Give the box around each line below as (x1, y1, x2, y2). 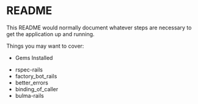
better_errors (15, 79, 49, 86)
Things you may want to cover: (6, 42, 84, 50)
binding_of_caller (15, 85, 59, 92)
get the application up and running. (6, 30, 95, 37)
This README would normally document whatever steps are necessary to (6, 24, 192, 31)
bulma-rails (15, 92, 44, 99)
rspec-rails (15, 65, 43, 73)
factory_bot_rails (15, 72, 57, 80)
